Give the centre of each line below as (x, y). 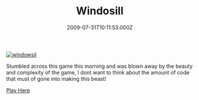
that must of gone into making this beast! (56, 79)
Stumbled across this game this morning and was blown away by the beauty (99, 66)
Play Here (18, 90)
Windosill (100, 11)
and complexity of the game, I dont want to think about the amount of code (98, 72)
